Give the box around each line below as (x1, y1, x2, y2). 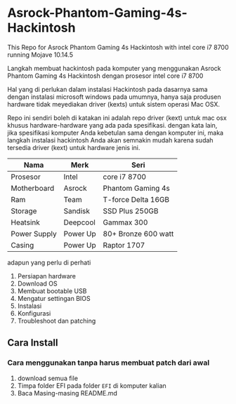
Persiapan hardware (17, 271, 76, 280)
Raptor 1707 (103, 240, 145, 250)
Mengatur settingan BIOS (17, 294, 91, 302)
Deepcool (63, 217, 96, 227)
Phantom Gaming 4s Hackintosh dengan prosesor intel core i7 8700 (7, 72, 204, 80)
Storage (11, 206, 37, 215)
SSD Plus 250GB (103, 206, 159, 215)
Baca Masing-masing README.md (17, 389, 118, 397)
